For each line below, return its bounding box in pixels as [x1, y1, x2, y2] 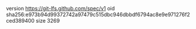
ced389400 [6, 17, 35, 24]
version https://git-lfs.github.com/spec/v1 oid [6, 5, 115, 12]
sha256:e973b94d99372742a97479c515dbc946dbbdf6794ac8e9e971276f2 [6, 11, 190, 18]
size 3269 [36, 17, 60, 24]
